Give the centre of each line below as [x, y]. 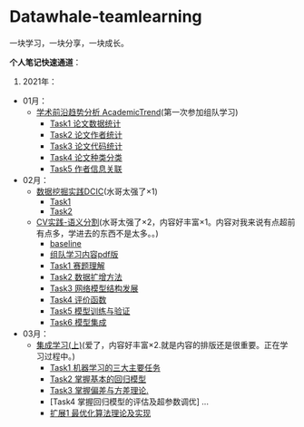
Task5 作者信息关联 [86, 169]
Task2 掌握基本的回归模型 [98, 379]
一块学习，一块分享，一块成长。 [69, 43]
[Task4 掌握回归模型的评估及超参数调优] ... [129, 402]
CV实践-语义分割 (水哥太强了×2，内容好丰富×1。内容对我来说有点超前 [166, 222]
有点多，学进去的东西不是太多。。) [97, 233]
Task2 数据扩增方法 [86, 277]
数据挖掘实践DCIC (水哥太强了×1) [97, 191]
